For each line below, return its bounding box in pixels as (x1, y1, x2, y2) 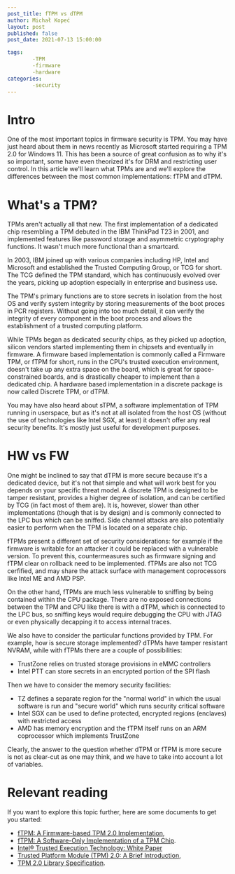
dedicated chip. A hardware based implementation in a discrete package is (7, 380, 223, 389)
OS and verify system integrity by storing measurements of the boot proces (7, 300, 225, 308)
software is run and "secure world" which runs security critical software (17, 702, 225, 711)
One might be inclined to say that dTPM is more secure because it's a (7, 471, 208, 480)
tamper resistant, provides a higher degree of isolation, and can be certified (7, 494, 225, 502)
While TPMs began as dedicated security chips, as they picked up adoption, (7, 335, 227, 344)
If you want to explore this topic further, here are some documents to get (7, 808, 217, 816)
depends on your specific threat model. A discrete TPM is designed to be (7, 486, 218, 495)
